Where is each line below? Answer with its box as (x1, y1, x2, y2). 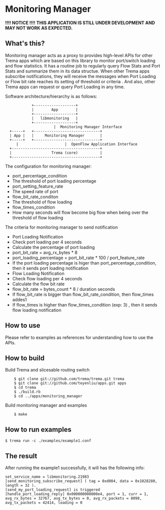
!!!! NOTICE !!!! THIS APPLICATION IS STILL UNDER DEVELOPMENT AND (5, 20, 155, 26)
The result (5, 452, 37, 460)
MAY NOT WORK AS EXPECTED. (5, 25, 73, 31)
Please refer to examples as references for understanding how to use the (5, 334, 154, 340)
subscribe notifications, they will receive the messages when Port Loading (5, 73, 156, 79)
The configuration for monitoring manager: (5, 163, 92, 169)
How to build (5, 354, 45, 362)
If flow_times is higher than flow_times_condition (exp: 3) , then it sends (12, 302, 158, 307)
